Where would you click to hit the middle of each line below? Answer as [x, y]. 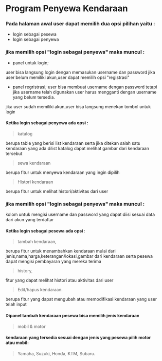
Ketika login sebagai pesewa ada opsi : [45, 231]
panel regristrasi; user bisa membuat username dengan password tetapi [85, 87]
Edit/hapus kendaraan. [40, 290]
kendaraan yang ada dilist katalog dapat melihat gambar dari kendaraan [77, 148]
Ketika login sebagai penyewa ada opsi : [47, 123]
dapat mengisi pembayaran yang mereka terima [54, 262]
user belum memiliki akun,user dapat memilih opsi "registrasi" [68, 77]
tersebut [14, 153]
